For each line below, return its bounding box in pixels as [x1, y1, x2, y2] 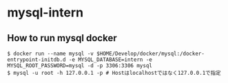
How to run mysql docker [7, 32, 117, 44]
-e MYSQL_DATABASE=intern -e [68, 56, 153, 63]
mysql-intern [7, 5, 84, 21]
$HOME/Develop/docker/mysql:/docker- [96, 50, 205, 57]
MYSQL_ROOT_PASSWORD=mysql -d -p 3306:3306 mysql [7, 62, 153, 69]
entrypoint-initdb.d [7, 56, 67, 63]
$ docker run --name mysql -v [7, 50, 94, 57]
